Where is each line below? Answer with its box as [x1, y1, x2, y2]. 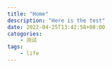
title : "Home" [7, 10, 49, 18]
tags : [7, 43, 23, 50]
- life [20, 50, 39, 57]
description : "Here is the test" [7, 17, 106, 24]
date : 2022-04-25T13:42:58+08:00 [7, 23, 106, 30]
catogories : [7, 30, 42, 38]
